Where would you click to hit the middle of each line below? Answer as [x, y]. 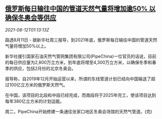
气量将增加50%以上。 [27, 46]
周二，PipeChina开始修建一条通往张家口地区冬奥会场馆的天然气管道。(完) [79, 111]
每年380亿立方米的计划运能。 [35, 101]
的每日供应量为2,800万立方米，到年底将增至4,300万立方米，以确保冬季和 [79, 62]
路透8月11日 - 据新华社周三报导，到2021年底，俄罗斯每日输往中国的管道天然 [81, 40]
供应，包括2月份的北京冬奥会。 [45, 68]
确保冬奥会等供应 [31, 18]
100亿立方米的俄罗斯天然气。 [38, 85]
